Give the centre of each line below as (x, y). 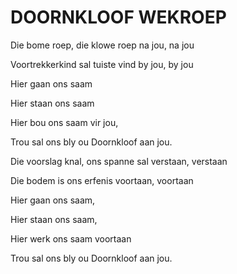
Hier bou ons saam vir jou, (64, 122)
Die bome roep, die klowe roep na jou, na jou (102, 45)
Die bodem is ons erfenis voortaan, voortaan (102, 180)
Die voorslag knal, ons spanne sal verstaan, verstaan (119, 161)
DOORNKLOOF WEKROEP (118, 17)
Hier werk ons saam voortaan (71, 238)
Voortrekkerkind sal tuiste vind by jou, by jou (102, 64)
